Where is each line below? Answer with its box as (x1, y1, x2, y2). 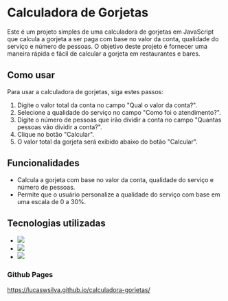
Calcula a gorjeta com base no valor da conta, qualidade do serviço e (16, 175, 214, 183)
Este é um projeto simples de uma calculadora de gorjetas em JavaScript (7, 27, 214, 36)
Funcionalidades (7, 157, 80, 169)
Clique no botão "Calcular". (16, 130, 95, 138)
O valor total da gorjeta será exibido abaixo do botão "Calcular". (16, 137, 198, 146)
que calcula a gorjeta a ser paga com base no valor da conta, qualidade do (7, 34, 219, 43)
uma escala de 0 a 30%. (16, 197, 87, 205)
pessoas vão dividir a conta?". (16, 122, 102, 131)
